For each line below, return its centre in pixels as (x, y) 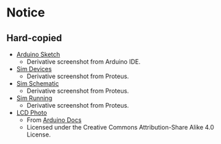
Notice (26, 13)
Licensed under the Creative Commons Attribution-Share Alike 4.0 (120, 127)
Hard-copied (34, 38)
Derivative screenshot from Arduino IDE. (84, 62)
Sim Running (34, 98)
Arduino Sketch (38, 54)
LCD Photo (32, 112)
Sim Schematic (37, 83)
